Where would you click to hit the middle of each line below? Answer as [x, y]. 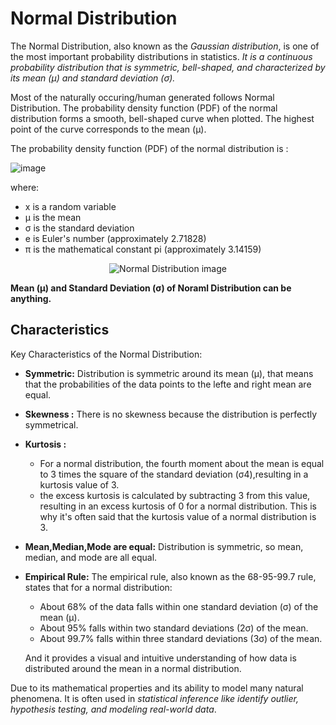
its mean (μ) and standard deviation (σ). [93, 78]
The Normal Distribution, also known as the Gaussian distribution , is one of [165, 46]
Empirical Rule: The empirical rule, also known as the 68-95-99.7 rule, [170, 576]
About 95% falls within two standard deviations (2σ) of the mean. [174, 628]
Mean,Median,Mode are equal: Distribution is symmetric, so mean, [164, 546]
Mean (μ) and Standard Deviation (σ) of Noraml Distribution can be [151, 288]
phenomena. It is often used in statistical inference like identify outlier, [154, 698]
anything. [31, 298]
